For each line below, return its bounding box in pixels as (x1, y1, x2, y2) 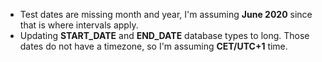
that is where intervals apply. (19, 19, 139, 31)
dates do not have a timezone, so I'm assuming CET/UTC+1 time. (19, 40, 288, 52)
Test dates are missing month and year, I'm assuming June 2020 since (19, 9, 313, 20)
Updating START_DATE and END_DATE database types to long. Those (19, 30, 310, 41)
